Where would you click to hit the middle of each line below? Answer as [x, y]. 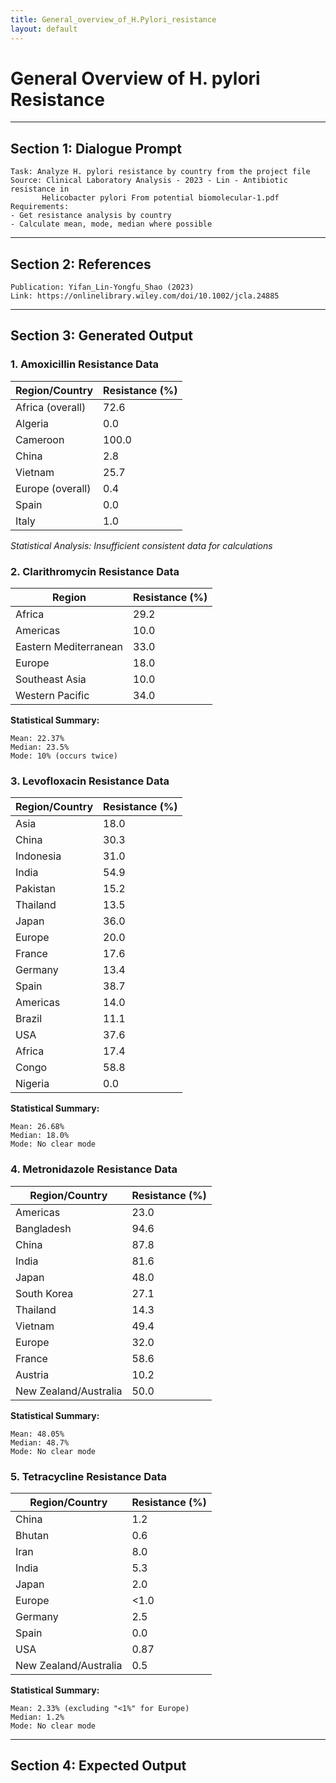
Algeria [32, 423]
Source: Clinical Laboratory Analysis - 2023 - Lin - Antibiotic [149, 181]
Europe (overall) [53, 488]
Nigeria [32, 1084]
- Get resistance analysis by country [91, 216]
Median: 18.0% [40, 1136]
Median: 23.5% [40, 747]
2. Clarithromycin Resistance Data [95, 571]
